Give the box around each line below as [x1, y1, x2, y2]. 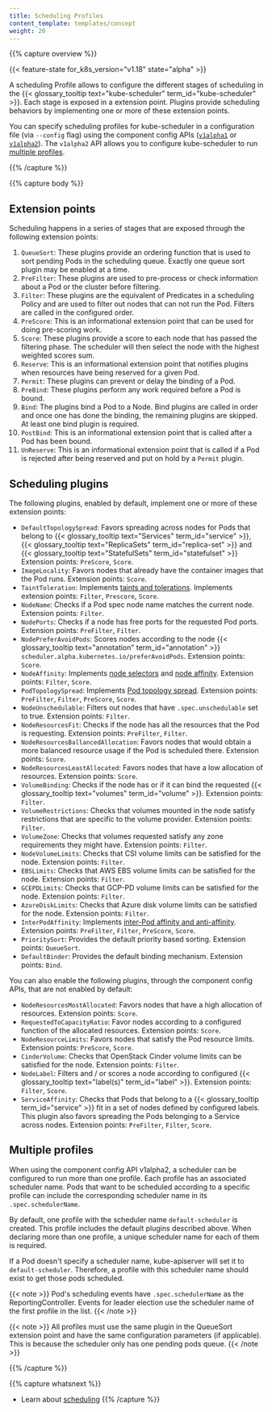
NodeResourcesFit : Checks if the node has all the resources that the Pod [20, 720, 260, 729]
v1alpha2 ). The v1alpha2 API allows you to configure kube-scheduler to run [9, 139, 258, 149]
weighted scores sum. [20, 350, 95, 360]
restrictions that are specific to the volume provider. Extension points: [20, 815, 253, 823]
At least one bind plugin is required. [20, 419, 140, 429]
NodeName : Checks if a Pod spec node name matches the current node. [20, 600, 255, 610]
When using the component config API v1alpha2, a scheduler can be [9, 1164, 237, 1175]
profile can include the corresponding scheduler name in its [9, 1190, 208, 1200]
